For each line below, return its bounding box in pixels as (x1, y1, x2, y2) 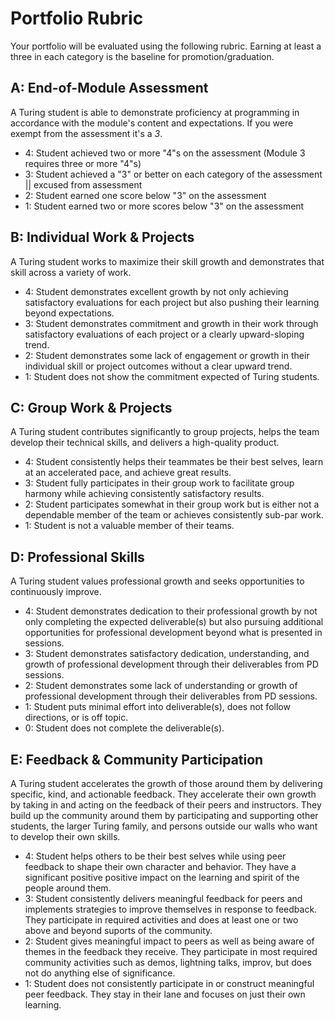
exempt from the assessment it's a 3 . (10, 127, 163, 139)
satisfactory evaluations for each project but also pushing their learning (24, 296, 320, 308)
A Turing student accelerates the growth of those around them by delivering (10, 778, 323, 789)
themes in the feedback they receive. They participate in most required (24, 946, 318, 957)
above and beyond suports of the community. (24, 925, 213, 936)
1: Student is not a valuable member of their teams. (24, 520, 235, 532)
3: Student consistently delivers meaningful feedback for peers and (24, 893, 303, 904)
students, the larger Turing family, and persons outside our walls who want (10, 820, 318, 832)
